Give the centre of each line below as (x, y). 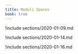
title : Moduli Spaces (27, 9)
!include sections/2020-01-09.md (39, 28)
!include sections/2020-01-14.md (39, 37)
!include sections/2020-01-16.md (39, 47)
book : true (16, 14)
